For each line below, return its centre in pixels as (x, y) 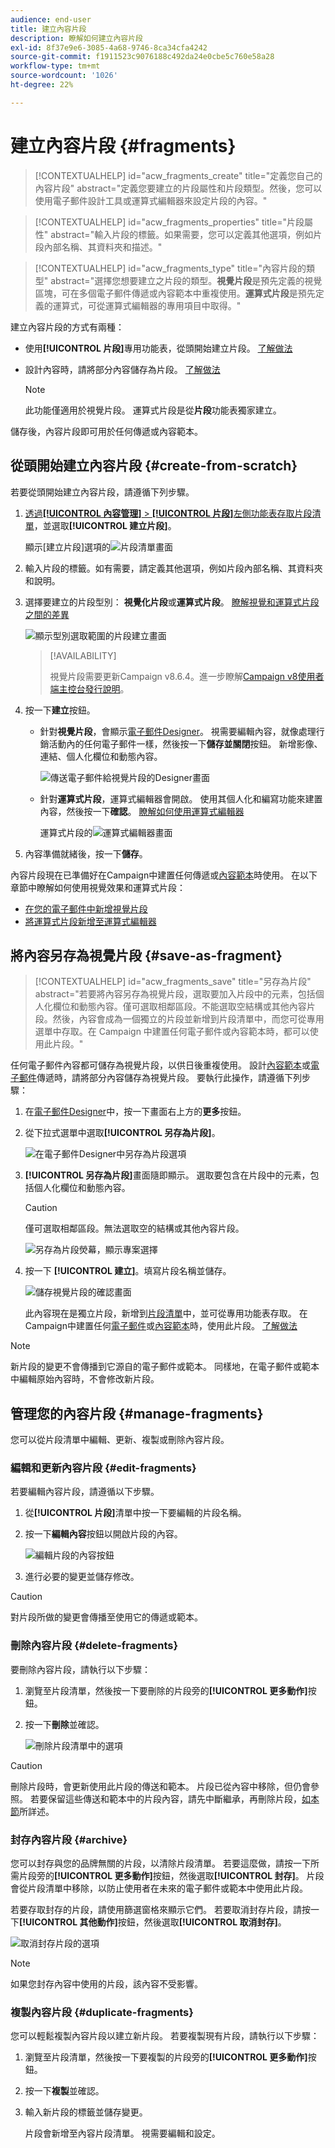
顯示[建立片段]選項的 (68, 547)
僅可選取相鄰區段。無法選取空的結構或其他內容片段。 (134, 1228)
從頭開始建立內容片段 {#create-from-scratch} (154, 466)
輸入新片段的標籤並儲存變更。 (86, 2112)
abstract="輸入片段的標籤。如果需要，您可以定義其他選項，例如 (182, 234)
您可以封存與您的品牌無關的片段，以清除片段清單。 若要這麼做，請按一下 (160, 1863)
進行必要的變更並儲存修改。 (82, 1577)
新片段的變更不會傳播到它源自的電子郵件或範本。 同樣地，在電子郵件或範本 (165, 1367)
